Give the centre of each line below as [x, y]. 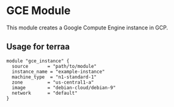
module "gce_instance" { [38, 61]
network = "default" [45, 93]
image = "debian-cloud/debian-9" [64, 87]
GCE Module [38, 11]
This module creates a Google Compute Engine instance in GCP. [87, 28]
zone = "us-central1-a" [53, 82]
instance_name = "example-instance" [58, 72]
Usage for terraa [38, 47]
